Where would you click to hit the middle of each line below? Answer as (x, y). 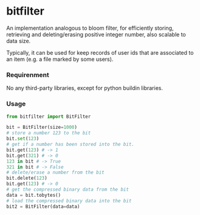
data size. (19, 41)
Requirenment (28, 75)
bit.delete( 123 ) (27, 178)
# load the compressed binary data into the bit (69, 201)
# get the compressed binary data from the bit (68, 189)
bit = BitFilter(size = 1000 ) (42, 128)
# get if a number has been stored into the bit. (71, 145)
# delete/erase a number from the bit (55, 172)
